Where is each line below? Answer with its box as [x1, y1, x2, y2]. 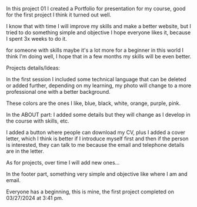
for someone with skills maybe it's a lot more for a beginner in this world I [6, 47, 184, 54]
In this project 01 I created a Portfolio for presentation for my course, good [6, 5, 186, 12]
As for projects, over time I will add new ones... [6, 159, 120, 166]
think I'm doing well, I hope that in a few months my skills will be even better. [6, 53, 192, 60]
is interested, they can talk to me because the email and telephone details [6, 142, 185, 148]
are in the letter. [6, 147, 44, 155]
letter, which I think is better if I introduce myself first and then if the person [6, 135, 189, 142]
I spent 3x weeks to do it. [6, 35, 68, 42]
